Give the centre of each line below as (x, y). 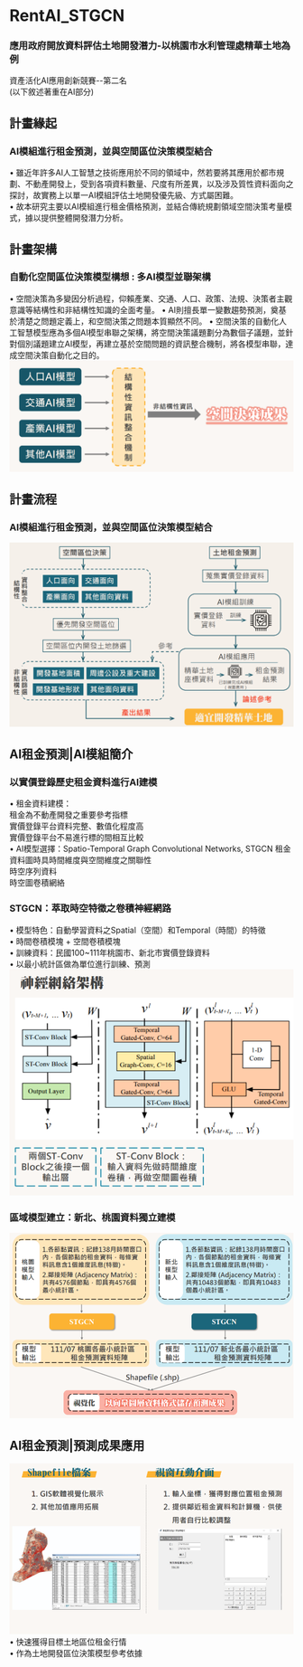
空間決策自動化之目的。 (60, 355)
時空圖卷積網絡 (37, 883)
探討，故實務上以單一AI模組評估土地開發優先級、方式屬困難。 (124, 195)
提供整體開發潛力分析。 (84, 218)
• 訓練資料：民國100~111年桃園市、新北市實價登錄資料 (110, 952)
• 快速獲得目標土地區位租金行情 (68, 1642)
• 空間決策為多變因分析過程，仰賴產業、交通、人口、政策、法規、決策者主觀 (151, 298)
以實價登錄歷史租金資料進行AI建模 (83, 782)
